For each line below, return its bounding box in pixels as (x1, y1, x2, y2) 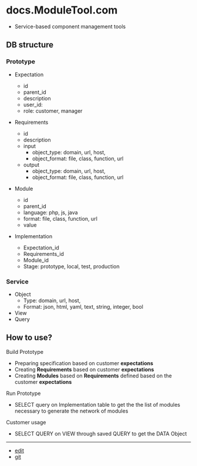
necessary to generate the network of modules (14, 407, 128, 414)
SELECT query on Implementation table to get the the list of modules (14, 401, 181, 408)
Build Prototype (6, 348, 44, 355)
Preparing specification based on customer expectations (14, 359, 154, 367)
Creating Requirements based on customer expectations (14, 366, 154, 373)
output (23, 161, 40, 168)
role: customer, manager (23, 107, 83, 114)
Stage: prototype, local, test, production (23, 262, 120, 270)
